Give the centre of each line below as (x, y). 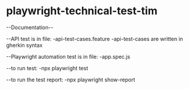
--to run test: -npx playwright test (47, 68)
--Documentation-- (30, 27)
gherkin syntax (24, 45)
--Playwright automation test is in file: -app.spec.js (68, 56)
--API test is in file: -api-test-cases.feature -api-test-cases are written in (94, 39)
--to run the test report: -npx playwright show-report (71, 80)
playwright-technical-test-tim (82, 11)
